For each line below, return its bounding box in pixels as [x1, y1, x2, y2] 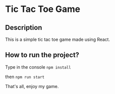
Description [5, 23, 42, 32]
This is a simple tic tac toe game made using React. [5, 36, 110, 42]
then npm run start [5, 74, 45, 80]
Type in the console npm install [5, 64, 71, 70]
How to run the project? [5, 51, 79, 59]
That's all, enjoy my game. [5, 83, 59, 89]
